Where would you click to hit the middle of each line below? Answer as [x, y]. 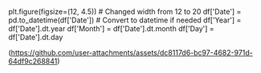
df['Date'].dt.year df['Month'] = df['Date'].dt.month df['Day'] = [111, 28]
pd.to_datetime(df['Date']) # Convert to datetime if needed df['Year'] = [125, 20]
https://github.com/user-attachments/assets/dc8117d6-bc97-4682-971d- [132, 53]
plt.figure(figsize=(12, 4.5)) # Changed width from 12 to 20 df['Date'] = [125, 12]
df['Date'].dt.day [36, 37]
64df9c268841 [33, 61]
